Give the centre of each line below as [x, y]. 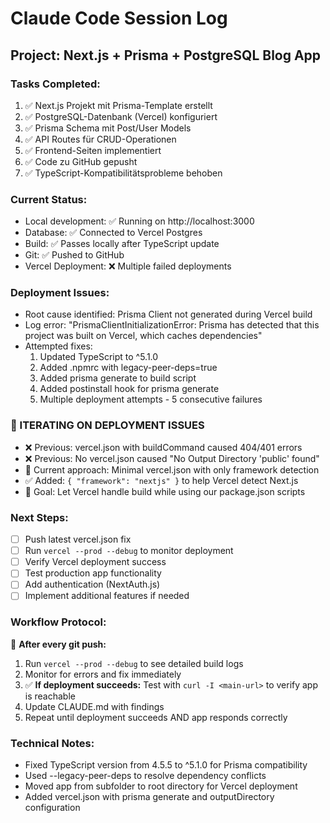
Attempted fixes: [58, 346]
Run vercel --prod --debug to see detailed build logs [134, 663]
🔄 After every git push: [58, 644]
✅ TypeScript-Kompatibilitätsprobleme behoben [123, 173]
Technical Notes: [52, 743]
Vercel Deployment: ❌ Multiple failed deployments [128, 266]
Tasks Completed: [55, 84]
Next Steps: [39, 517]
